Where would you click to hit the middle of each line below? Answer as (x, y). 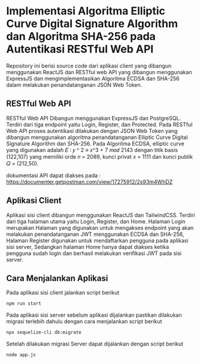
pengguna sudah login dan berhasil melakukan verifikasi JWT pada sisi (94, 253)
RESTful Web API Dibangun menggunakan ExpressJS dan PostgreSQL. (94, 118)
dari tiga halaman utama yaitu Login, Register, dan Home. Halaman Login (96, 221)
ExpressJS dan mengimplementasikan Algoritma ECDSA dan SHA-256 (93, 78)
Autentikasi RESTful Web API (80, 49)
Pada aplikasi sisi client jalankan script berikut (63, 293)
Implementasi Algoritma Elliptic (86, 11)
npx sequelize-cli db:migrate (44, 333)
